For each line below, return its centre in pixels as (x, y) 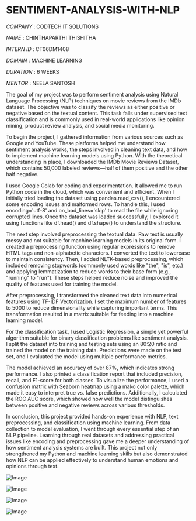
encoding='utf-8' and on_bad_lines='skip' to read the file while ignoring (92, 210)
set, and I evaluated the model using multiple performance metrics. (87, 356)
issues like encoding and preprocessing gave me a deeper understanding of (98, 441)
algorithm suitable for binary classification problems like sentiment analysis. (97, 338)
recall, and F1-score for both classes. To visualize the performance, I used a (97, 380)
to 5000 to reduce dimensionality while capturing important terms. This (92, 307)
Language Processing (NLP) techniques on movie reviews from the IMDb (94, 101)
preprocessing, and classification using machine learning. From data (88, 423)
